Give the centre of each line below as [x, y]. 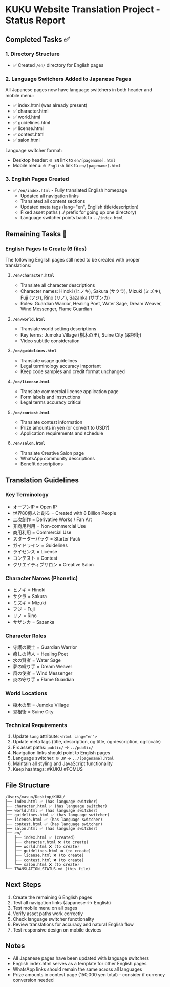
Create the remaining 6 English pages [52, 897]
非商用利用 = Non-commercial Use [49, 526]
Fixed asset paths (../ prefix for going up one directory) [78, 212]
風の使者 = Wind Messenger [42, 673]
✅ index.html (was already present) [50, 105]
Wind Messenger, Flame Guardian [56, 309]
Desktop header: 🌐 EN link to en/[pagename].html [64, 160]
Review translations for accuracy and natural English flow [73, 924]
